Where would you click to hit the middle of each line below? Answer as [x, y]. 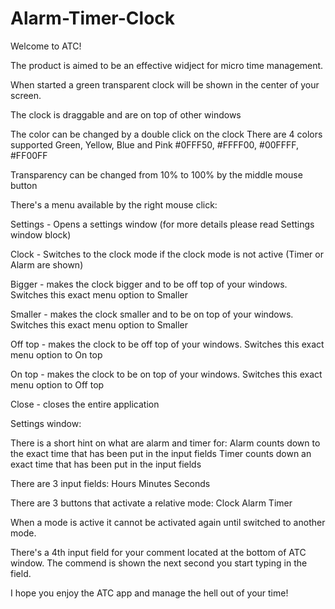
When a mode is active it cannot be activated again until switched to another [168, 522]
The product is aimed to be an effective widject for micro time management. [167, 65]
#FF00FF [29, 155]
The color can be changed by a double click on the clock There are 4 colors [166, 134]
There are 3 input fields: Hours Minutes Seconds [110, 483]
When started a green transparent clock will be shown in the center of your [165, 84]
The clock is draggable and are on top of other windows [126, 114]
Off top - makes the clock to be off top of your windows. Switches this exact [167, 344]
